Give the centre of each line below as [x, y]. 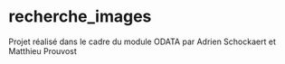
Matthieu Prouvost [43, 50]
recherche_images [80, 17]
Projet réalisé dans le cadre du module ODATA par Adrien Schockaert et [142, 41]
